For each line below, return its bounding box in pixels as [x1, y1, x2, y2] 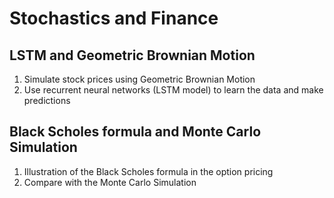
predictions [23, 95, 71, 106]
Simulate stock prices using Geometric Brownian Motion [23, 73, 256, 85]
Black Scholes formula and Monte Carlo [9, 123, 262, 141]
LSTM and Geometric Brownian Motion [9, 47, 256, 64]
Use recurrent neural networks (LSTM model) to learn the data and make [23, 84, 324, 96]
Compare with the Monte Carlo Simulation [23, 176, 197, 188]
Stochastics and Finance [9, 7, 219, 30]
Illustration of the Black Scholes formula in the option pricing [23, 165, 274, 177]
